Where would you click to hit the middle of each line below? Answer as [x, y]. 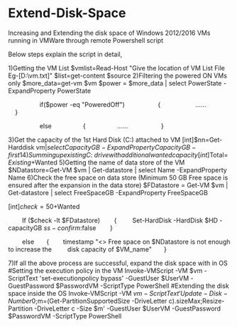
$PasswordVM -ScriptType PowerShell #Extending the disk [142, 286]
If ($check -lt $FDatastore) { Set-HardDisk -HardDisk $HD [120, 220]
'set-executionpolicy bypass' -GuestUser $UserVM [114, 278]
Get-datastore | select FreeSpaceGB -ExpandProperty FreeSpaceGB [108, 192]
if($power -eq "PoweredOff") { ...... [123, 104]
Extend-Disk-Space [67, 13]
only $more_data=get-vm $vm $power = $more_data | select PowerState [115, 83]
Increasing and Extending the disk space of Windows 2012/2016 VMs [109, 33]
